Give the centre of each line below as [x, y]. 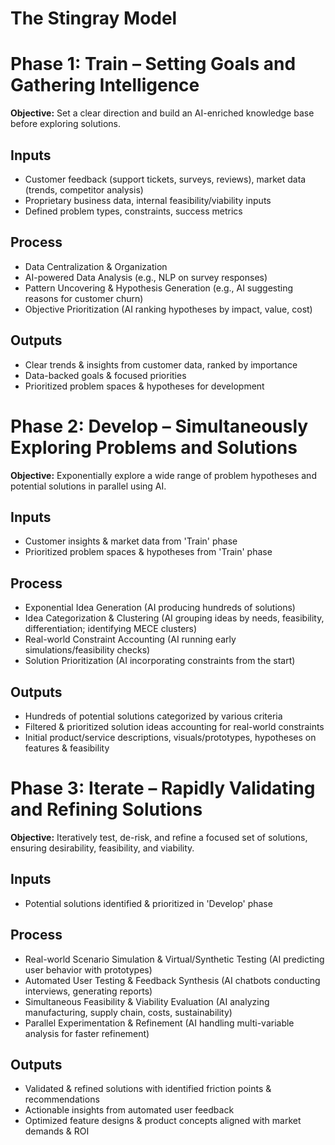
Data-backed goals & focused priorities [105, 375]
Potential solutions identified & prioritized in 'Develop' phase [148, 903]
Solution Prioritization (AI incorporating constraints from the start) [160, 661]
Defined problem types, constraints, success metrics [133, 211]
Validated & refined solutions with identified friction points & [148, 1089]
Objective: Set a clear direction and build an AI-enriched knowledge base [162, 113]
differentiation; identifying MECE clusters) [111, 629]
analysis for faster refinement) [87, 1033]
